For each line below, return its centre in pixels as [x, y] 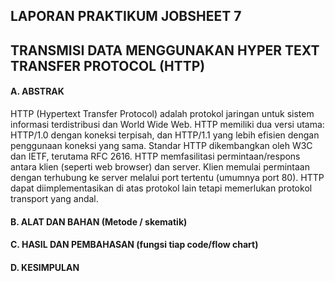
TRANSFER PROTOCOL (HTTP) [108, 65]
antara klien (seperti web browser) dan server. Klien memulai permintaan [160, 166]
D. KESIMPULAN [45, 267]
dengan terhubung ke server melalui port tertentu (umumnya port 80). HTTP [167, 177]
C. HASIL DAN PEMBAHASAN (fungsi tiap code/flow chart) [134, 245]
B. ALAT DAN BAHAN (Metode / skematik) [99, 221]
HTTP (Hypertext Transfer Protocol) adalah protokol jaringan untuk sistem [162, 113]
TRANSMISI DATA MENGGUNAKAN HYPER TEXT [165, 50]
